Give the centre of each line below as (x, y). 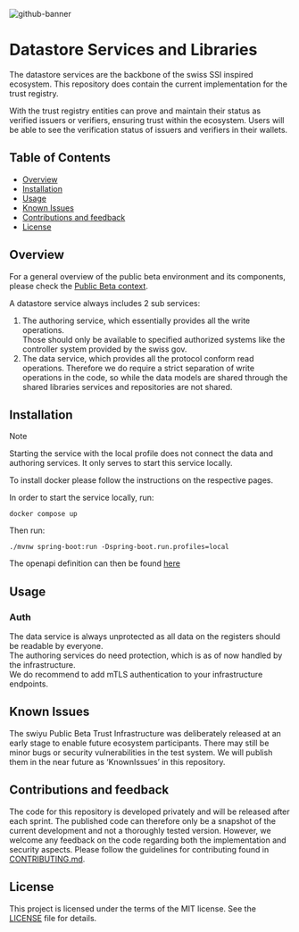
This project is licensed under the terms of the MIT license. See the (133, 908)
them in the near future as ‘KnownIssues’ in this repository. (117, 761)
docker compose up (43, 514)
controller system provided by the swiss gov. (104, 349)
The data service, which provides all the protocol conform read (138, 358)
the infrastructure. (42, 665)
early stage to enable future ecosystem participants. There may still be (139, 743)
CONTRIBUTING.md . (47, 859)
